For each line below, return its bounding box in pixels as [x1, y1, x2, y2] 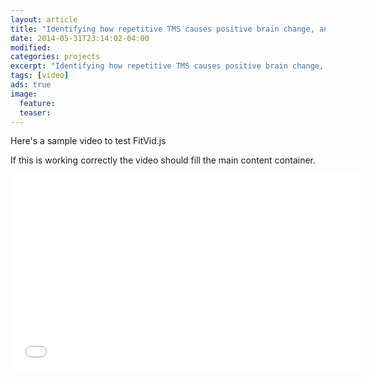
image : [10, 89, 38, 99]
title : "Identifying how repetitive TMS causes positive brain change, [10, 24, 315, 34]
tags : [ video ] [10, 71, 70, 81]
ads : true [10, 80, 52, 90]
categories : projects [10, 52, 101, 62]
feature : [19, 98, 56, 108]
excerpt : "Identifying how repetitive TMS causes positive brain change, [10, 61, 325, 71]
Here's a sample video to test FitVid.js [10, 135, 167, 147]
